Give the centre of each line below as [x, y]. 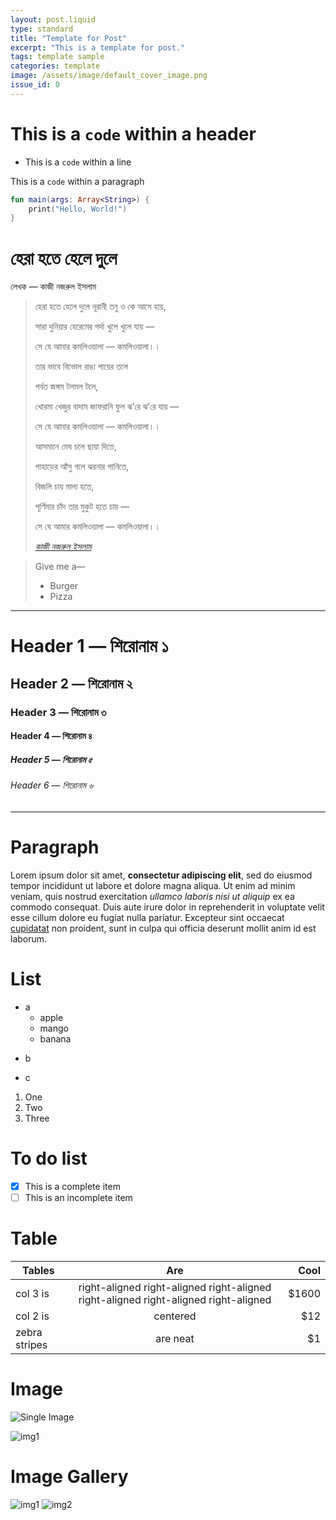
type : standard [42, 29]
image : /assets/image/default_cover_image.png [109, 76]
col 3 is [32, 1293]
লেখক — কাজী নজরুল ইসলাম [53, 287]
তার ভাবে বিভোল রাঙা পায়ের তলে [81, 367]
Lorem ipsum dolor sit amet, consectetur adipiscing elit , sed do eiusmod [161, 875]
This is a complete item [72, 1186]
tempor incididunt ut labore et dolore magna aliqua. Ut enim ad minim [153, 885]
